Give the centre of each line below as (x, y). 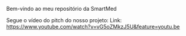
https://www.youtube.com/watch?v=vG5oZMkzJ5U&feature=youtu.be (93, 27)
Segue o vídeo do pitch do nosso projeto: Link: (64, 20)
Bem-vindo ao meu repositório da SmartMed (62, 9)
